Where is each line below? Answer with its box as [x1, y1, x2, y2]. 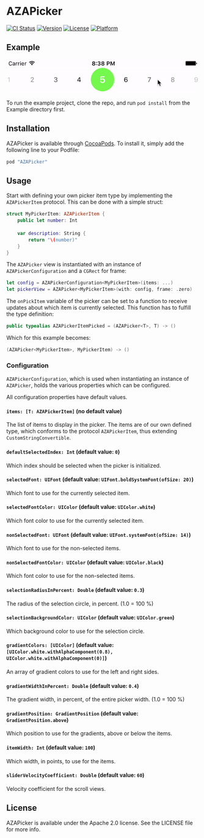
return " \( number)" [28, 237, 78, 243]
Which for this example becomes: [6, 334, 91, 342]
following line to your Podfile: [6, 146, 80, 154]
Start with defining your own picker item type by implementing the [6, 192, 173, 200]
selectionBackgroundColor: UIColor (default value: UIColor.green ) [6, 614, 175, 621]
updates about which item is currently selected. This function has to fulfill [6, 304, 191, 312]
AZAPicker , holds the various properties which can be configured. [6, 381, 171, 389]
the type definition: [6, 310, 54, 318]
